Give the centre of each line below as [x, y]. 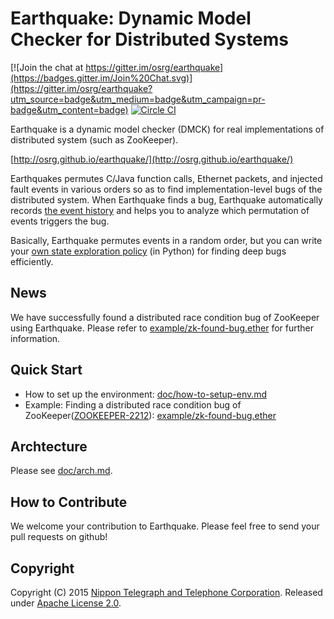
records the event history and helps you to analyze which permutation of [160, 210]
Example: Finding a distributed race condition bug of [133, 404]
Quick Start [46, 370]
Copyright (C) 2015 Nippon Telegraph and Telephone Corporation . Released [166, 592]
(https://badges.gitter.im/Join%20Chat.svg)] [101, 78]
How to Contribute [69, 502]
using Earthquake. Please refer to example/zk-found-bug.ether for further [162, 328]
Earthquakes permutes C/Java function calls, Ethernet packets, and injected [166, 178]
